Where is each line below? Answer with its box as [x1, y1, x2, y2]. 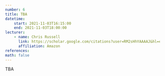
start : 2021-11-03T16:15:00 [14, 21, 71, 26]
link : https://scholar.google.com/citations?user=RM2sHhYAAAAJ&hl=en [18, 39, 164, 44]
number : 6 [5, 7, 26, 12]
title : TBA [5, 12, 27, 17]
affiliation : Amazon [18, 44, 60, 49]
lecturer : [5, 30, 26, 35]
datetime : [5, 16, 26, 21]
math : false [5, 52, 29, 58]
